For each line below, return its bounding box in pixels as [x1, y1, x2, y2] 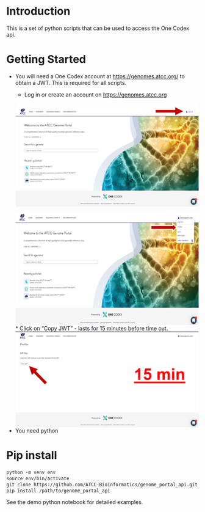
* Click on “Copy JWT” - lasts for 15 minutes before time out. [15, 325, 168, 332]
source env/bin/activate [6, 475, 70, 481]
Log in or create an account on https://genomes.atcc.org [24, 90, 167, 98]
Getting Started [6, 53, 87, 67]
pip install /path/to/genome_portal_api [6, 488, 111, 494]
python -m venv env [6, 469, 56, 475]
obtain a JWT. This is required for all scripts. [15, 79, 127, 86]
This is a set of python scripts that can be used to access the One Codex [6, 24, 190, 32]
